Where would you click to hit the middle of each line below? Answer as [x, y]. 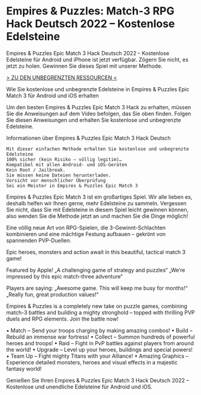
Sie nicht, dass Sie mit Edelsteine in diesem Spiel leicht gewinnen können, [97, 210]
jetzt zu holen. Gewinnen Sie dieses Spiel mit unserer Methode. [85, 66]
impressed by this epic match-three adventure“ [64, 276]
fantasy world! [24, 369]
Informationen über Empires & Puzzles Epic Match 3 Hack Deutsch [88, 138]
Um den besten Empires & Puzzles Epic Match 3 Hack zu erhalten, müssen [99, 107]
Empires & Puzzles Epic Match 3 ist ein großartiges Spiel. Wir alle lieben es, [99, 197]
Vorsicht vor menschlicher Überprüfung [56, 180]
